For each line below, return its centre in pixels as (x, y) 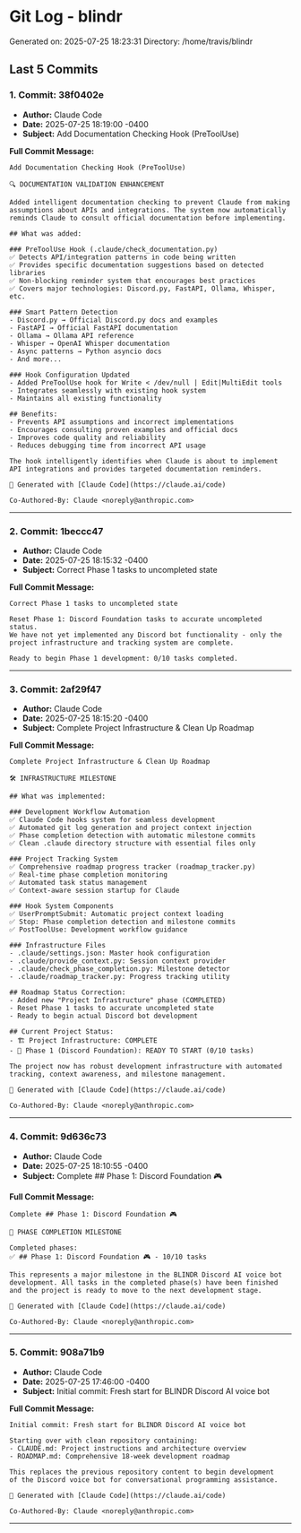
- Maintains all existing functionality (86, 398)
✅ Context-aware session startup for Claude (95, 891)
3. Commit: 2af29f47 (56, 689)
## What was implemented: (57, 797)
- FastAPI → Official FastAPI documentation (94, 328)
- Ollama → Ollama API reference (72, 335)
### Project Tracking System (64, 859)
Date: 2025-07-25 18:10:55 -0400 (85, 1165)
